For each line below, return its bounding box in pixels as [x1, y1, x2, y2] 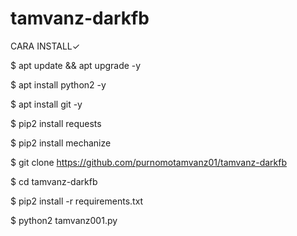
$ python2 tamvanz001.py [10, 214, 118, 226]
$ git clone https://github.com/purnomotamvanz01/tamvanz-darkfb [10, 156, 288, 168]
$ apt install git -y [10, 98, 83, 110]
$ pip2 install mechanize [10, 137, 112, 149]
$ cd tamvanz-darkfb [10, 175, 98, 187]
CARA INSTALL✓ [10, 40, 81, 52]
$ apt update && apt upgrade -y [10, 59, 142, 71]
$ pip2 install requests [10, 117, 102, 129]
